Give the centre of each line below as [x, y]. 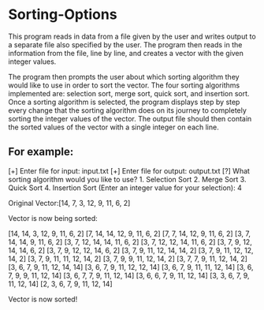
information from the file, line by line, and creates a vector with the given [126, 53]
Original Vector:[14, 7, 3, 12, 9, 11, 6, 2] [69, 203]
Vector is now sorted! [43, 299]
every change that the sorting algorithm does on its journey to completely [127, 110]
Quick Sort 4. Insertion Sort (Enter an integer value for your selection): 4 [125, 188]
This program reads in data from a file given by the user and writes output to [132, 36]
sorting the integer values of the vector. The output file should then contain [130, 118]
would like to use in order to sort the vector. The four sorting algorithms [124, 85]
